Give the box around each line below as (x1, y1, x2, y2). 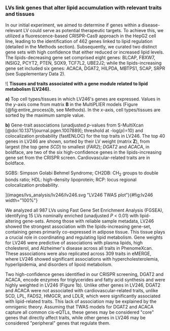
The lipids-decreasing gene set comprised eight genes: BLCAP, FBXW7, (5, 55, 156, 61)
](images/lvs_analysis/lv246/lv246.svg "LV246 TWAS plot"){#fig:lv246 (5, 192, 153, 198)
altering (5, 218, 21, 224)
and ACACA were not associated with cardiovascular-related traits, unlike (5, 288, 158, 294)
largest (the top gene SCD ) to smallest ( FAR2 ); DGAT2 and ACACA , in (5, 144, 150, 150)
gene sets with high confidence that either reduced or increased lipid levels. (5, 49, 164, 55)
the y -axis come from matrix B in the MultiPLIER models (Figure (5, 101, 138, 108)
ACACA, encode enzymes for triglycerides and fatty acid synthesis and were (5, 277, 165, 283)
